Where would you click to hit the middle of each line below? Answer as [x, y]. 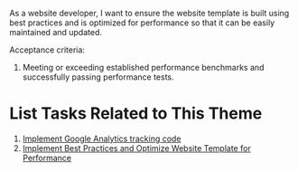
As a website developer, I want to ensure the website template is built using [149, 13]
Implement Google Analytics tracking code [102, 139]
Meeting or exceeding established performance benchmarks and [143, 67]
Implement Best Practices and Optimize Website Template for [136, 148]
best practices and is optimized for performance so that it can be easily [142, 23]
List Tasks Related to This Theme [136, 114]
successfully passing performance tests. [98, 77]
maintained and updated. [56, 32]
